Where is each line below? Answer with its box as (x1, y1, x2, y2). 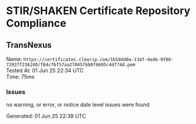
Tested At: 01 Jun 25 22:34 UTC (6, 67, 84, 74)
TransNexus (6, 40, 52, 50)
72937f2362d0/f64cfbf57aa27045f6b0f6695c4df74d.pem (6, 62, 135, 68)
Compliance (6, 16, 67, 30)
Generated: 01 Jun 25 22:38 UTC (6, 113, 87, 120)
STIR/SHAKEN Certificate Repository (6, 4, 191, 18)
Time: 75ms (6, 73, 35, 80)
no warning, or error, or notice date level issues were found (6, 101, 150, 108)
